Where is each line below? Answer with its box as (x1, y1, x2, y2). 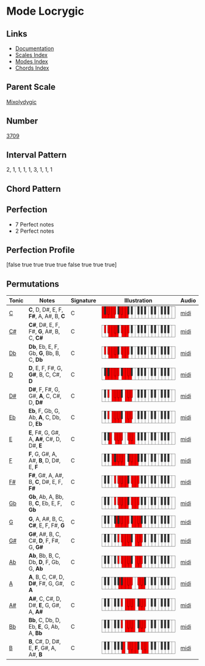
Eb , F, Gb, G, (28, 408, 60, 415)
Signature (71, 296, 96, 304)
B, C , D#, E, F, (28, 478, 63, 486)
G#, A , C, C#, (28, 392, 62, 400)
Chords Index (15, 64, 49, 71)
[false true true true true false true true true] (6, 261, 117, 268)
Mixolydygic (6, 98, 37, 105)
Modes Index (15, 58, 48, 65)
